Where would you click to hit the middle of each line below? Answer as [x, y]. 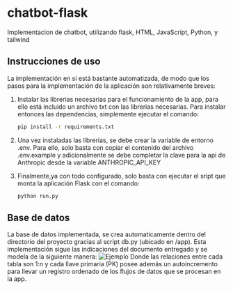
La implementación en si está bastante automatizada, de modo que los [109, 78]
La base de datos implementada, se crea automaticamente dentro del [107, 234]
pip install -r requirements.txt [66, 127]
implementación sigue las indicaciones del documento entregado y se [107, 250]
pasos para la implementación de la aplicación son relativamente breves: [111, 86]
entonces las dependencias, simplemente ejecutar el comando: [108, 114]
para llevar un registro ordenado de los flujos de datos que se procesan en [114, 272]
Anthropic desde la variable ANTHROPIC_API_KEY [89, 162]
